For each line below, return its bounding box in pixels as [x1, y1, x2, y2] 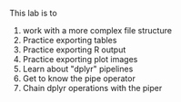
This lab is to [9, 8, 57, 18]
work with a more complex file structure [22, 25, 173, 35]
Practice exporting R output [22, 44, 126, 55]
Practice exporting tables [22, 35, 117, 45]
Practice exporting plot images [22, 54, 138, 64]
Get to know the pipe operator [22, 73, 136, 84]
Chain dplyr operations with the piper [22, 83, 163, 93]
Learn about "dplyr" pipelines [22, 63, 134, 74]
